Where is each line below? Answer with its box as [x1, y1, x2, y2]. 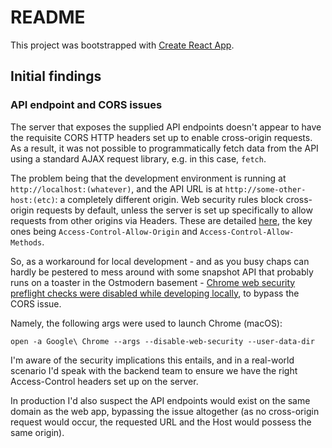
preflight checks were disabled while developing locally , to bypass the [10, 287, 300, 299]
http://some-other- [224, 184, 307, 195]
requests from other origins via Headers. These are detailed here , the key [10, 214, 313, 226]
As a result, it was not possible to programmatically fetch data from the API [10, 142, 319, 154]
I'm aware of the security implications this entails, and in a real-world [10, 354, 295, 366]
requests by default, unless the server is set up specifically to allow [36, 204, 313, 216]
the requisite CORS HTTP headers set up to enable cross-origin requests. [10, 131, 313, 143]
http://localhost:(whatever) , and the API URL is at [10, 182, 223, 195]
